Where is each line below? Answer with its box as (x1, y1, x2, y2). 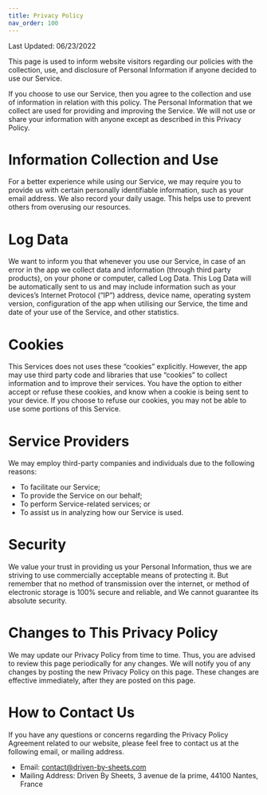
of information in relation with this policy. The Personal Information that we (8, 97, 253, 107)
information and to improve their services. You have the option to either (8, 379, 242, 388)
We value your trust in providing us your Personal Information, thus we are (8, 562, 253, 572)
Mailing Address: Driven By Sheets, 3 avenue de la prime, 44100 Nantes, (19, 771, 259, 781)
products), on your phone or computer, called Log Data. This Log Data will (8, 274, 252, 283)
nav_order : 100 (8, 19, 59, 27)
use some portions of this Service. (8, 404, 121, 414)
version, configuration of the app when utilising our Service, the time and (8, 299, 249, 309)
